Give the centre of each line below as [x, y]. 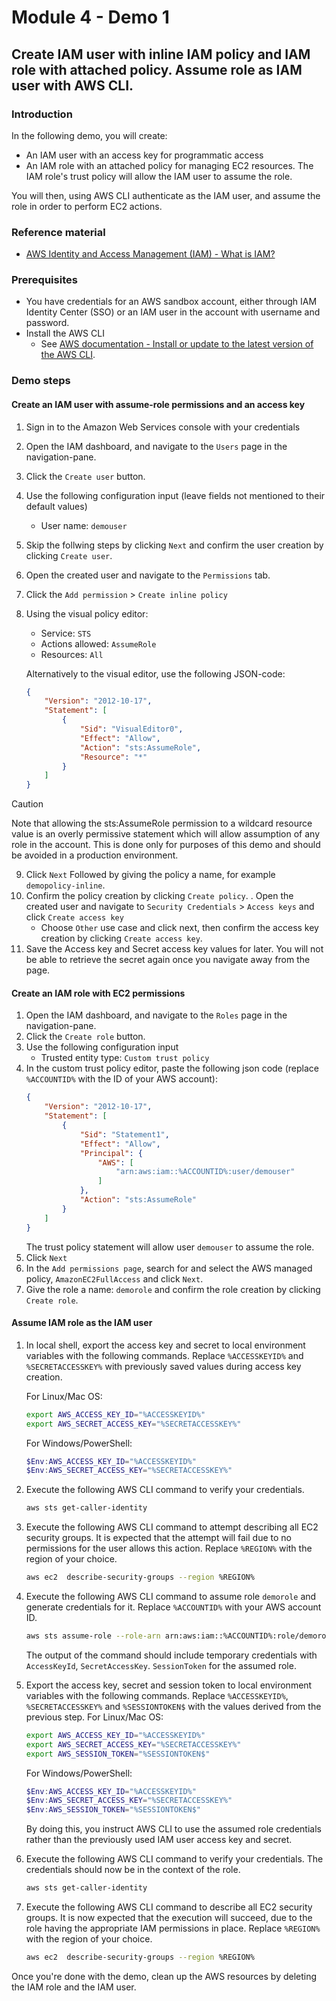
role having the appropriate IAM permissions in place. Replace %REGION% [173, 1928]
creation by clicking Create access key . [121, 938]
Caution [27, 804]
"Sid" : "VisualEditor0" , [131, 729]
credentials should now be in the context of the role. [133, 1870]
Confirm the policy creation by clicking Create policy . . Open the [159, 896]
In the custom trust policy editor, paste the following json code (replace [172, 1068]
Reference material [58, 232]
